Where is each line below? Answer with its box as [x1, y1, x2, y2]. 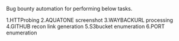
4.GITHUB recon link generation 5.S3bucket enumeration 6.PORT [6, 23, 165, 30]
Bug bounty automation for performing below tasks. [6, 5, 133, 12]
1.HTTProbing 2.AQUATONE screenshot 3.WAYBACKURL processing [6, 17, 174, 23]
